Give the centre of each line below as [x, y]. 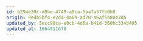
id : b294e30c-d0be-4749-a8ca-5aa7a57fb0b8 [61, 12]
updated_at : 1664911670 [37, 29]
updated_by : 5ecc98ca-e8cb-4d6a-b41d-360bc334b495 [72, 23]
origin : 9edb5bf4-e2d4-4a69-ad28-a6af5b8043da [66, 17]
